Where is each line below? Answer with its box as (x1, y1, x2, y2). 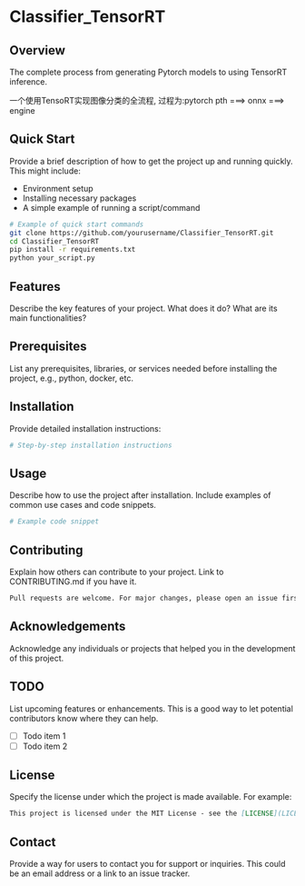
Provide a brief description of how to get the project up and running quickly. (9, 155, 293, 166)
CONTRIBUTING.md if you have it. (9, 576, 137, 587)
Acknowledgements (9, 619, 126, 634)
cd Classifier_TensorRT (9, 236, 100, 246)
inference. (9, 76, 48, 87)
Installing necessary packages (22, 193, 137, 204)
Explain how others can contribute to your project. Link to (9, 566, 224, 577)
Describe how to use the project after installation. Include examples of (9, 490, 271, 501)
